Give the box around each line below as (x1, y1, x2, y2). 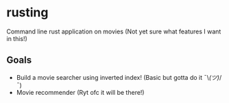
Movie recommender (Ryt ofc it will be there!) (16, 88, 145, 96)
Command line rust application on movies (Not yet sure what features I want (6, 27, 221, 35)
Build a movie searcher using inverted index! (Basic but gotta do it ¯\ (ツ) (16, 73, 220, 81)
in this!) (6, 34, 28, 42)
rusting (6, 5, 49, 20)
